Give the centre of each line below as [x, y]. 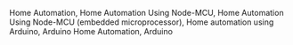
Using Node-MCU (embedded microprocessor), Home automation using [142, 22]
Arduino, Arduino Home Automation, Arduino [91, 31]
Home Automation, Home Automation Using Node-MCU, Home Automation [146, 13]
